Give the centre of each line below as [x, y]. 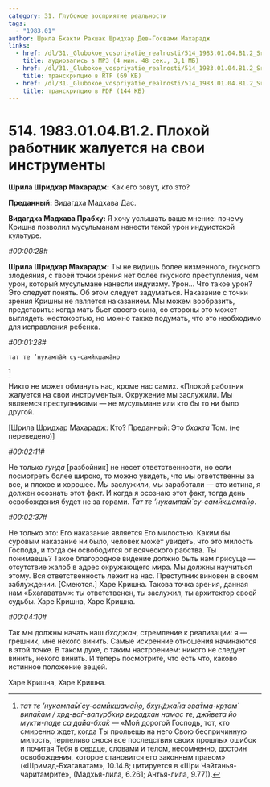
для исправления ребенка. [54, 327]
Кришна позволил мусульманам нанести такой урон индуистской [122, 227]
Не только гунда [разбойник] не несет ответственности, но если [120, 468]
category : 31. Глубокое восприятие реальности [88, 16]
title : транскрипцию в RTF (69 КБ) [82, 76]
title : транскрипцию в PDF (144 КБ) [84, 91]
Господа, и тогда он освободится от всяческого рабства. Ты [112, 550]
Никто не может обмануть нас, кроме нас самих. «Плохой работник [126, 386]
